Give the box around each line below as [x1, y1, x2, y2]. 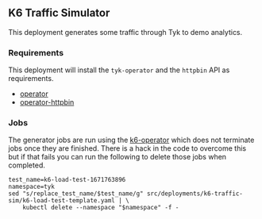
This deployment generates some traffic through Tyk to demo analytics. [8, 27, 243, 36]
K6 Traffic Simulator [8, 6, 110, 20]
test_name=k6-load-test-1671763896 [8, 176, 126, 184]
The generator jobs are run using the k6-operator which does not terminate [8, 135, 255, 145]
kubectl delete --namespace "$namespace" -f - [22, 204, 179, 212]
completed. [8, 160, 45, 170]
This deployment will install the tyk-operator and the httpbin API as [8, 65, 230, 75]
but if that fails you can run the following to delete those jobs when [8, 152, 227, 162]
